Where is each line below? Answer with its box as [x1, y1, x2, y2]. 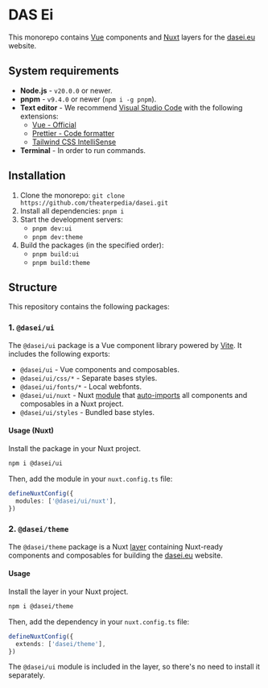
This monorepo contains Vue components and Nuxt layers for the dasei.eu [8, 32, 256, 42]
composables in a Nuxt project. [19, 399, 124, 408]
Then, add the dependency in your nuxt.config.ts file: [8, 616, 190, 626]
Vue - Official [31, 119, 76, 130]
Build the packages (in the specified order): [19, 240, 164, 250]
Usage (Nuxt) [8, 425, 55, 436]
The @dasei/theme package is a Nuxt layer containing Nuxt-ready [8, 541, 224, 551]
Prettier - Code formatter [31, 128, 115, 138]
